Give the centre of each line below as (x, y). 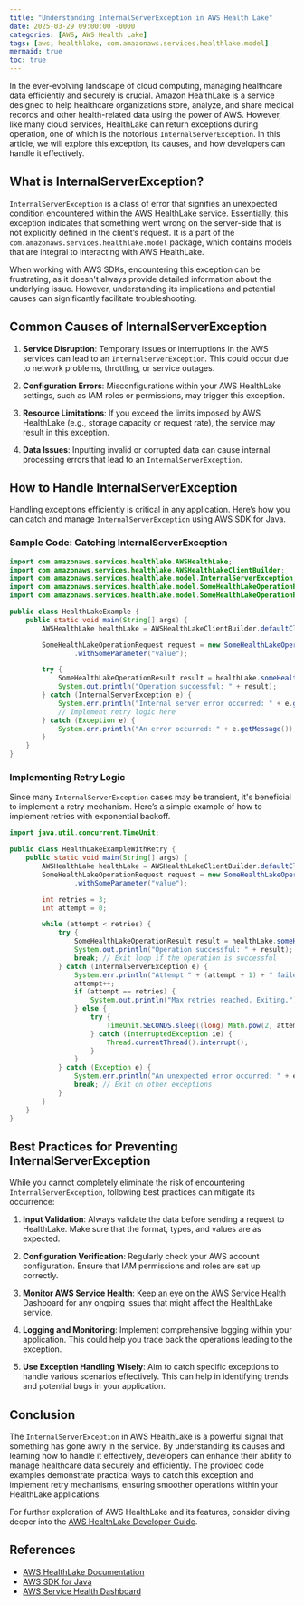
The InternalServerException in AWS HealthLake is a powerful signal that (147, 1437)
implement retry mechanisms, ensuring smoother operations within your (144, 1485)
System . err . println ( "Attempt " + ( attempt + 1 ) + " (173, 975)
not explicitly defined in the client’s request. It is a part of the (122, 232)
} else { (90, 1009)
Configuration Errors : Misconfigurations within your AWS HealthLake (152, 386)
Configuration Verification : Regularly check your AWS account (141, 1257)
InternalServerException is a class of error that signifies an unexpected (143, 203)
